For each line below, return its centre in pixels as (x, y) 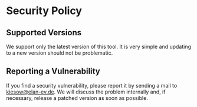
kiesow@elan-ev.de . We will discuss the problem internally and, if (86, 92)
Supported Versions (44, 33)
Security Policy (44, 11)
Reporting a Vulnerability (53, 71)
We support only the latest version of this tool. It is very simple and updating (99, 46)
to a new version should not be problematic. (60, 53)
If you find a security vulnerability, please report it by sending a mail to (92, 85)
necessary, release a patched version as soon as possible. (77, 98)
